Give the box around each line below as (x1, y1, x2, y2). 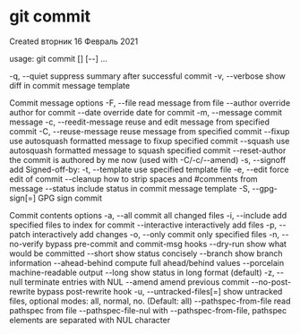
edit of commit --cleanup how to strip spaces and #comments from (9, 173, 258, 184)
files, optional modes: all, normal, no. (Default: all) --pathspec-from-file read (9, 295, 291, 306)
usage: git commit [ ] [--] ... (9, 53, 107, 64)
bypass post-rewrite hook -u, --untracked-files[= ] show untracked (37, 286, 283, 296)
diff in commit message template (9, 80, 131, 90)
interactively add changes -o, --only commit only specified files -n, (32, 228, 280, 239)
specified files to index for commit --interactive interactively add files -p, (9, 219, 278, 230)
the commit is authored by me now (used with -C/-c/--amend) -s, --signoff (9, 154, 287, 165)
